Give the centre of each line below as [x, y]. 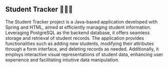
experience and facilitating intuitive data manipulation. [62, 60]
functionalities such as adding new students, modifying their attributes [80, 43]
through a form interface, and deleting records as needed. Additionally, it [82, 49]
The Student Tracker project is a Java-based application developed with [81, 21]
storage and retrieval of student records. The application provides [75, 38]
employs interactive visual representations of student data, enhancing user [84, 54]
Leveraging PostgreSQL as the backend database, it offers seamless [78, 32]
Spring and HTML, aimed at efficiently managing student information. [78, 27]
